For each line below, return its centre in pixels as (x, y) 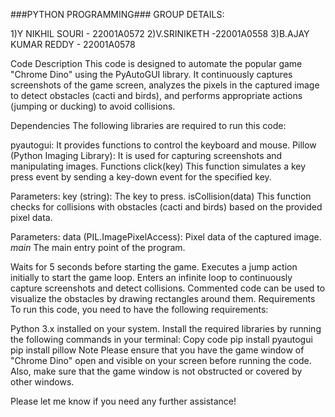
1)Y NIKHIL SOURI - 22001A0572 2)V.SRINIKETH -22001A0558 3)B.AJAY (160, 33)
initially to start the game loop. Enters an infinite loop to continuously (151, 277)
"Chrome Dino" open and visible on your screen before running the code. (161, 360)
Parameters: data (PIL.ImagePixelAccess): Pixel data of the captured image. (166, 237)
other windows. (42, 382)
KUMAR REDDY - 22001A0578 (73, 44)
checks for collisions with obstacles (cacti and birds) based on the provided (166, 207)
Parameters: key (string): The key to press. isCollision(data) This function (161, 196)
